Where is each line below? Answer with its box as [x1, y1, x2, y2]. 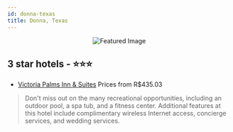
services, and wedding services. [24, 116, 120, 125]
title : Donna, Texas [7, 17, 69, 24]
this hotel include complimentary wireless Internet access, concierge [24, 109, 227, 118]
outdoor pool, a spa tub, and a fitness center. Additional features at [24, 101, 222, 110]
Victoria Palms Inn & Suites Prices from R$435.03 [17, 80, 163, 89]
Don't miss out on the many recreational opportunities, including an [24, 94, 222, 103]
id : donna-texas [7, 10, 55, 18]
